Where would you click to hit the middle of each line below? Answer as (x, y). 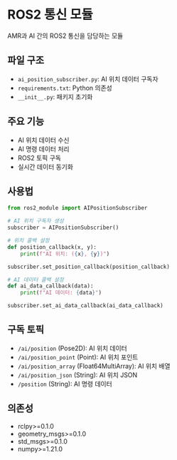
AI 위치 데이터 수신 (43, 140)
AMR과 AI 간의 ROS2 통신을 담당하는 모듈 (65, 36)
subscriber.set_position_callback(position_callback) (89, 267)
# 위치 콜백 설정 (28, 240)
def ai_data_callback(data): (50, 286)
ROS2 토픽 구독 (39, 158)
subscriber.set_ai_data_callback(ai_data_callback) (85, 306)
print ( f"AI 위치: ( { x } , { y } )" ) (65, 254)
